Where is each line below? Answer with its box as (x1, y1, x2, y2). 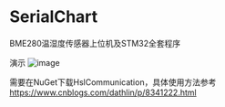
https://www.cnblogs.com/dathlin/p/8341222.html (9, 87, 198, 98)
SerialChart (9, 6, 98, 27)
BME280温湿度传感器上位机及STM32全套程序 (9, 37, 181, 48)
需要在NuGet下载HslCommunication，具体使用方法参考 (9, 76, 217, 88)
